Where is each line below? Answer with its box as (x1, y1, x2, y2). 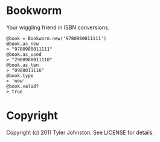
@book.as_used (6, 51, 42, 58)
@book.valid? (6, 83, 39, 89)
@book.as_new (6, 41, 39, 47)
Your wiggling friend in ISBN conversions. (6, 24, 110, 31)
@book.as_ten (6, 62, 39, 68)
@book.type (6, 72, 34, 79)
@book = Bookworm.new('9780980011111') (6, 35, 107, 41)
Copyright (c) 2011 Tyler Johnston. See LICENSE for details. (6, 129, 155, 136)
